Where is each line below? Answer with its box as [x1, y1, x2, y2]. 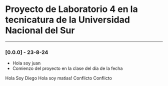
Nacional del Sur [5, 25, 75, 36]
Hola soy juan [12, 60, 41, 66]
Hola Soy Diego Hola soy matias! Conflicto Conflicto [5, 75, 112, 81]
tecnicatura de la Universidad [5, 14, 130, 25]
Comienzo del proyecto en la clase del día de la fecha [12, 65, 123, 71]
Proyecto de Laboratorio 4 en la [5, 3, 138, 15]
